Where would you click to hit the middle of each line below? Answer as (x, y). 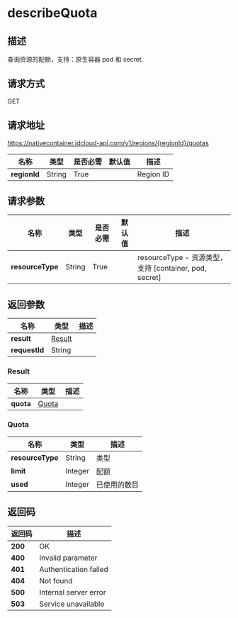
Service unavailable (72, 604)
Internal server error (73, 592)
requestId (28, 350)
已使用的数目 (118, 485)
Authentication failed (74, 569)
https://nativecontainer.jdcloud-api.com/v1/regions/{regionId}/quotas (108, 142)
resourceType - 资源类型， (182, 258)
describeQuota (52, 13)
